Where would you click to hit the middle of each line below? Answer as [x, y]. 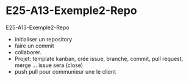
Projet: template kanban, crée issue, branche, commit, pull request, [99, 58]
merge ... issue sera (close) [49, 65]
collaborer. [28, 52]
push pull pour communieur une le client [65, 71]
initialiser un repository [43, 39]
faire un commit [34, 46]
